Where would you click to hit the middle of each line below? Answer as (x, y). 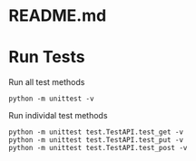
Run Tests (47, 57)
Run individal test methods (58, 116)
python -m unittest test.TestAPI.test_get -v (96, 132)
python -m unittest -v (51, 99)
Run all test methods (47, 82)
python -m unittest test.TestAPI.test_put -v (96, 140)
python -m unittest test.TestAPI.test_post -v (98, 148)
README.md (58, 16)
